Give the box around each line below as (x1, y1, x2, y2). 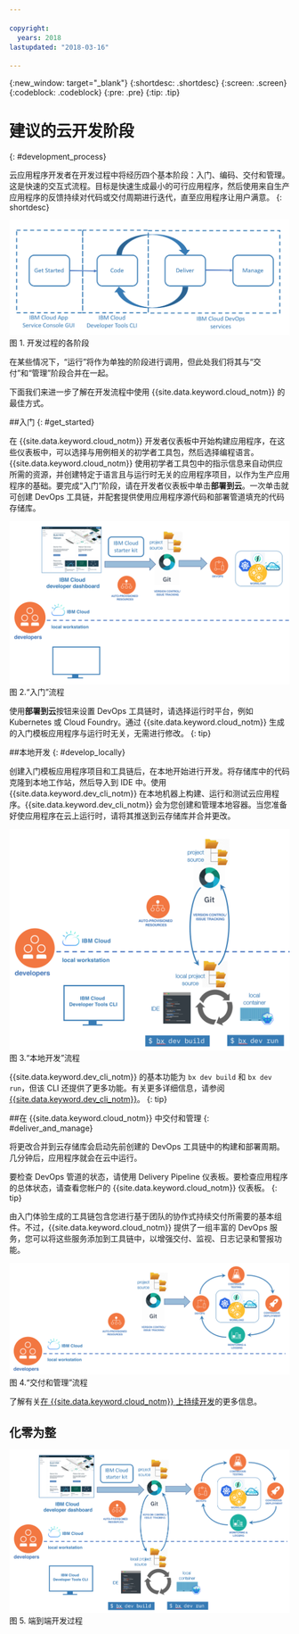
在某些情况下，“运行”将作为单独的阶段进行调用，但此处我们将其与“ (9, 357, 254, 368)
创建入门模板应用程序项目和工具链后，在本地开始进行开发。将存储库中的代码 (9, 766, 290, 776)
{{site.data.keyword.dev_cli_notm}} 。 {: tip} (9, 1094, 167, 1105)
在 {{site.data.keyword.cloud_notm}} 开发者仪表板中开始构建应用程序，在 (9, 435, 278, 446)
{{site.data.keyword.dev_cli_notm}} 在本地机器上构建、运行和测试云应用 (9, 788, 272, 799)
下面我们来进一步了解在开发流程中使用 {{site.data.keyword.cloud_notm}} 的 (9, 386, 286, 397)
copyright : (9, 23, 50, 33)
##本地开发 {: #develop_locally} (9, 746, 126, 758)
